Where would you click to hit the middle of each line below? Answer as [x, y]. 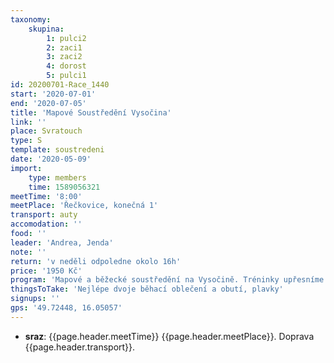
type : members [57, 177]
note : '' [28, 252]
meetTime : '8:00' [46, 196]
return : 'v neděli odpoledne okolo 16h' [96, 261]
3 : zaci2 [64, 57]
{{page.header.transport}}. [80, 347]
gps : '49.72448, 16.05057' [66, 308]
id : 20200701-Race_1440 [60, 85]
